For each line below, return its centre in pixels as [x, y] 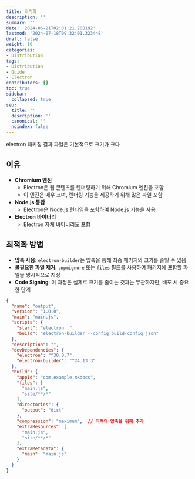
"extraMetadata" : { [41, 449]
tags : [13, 61]
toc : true [18, 88]
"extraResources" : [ [42, 426]
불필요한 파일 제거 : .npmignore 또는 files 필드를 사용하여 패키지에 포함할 [98, 267]
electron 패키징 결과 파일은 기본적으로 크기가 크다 [63, 144]
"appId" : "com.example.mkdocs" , [56, 377]
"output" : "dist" [43, 411]
